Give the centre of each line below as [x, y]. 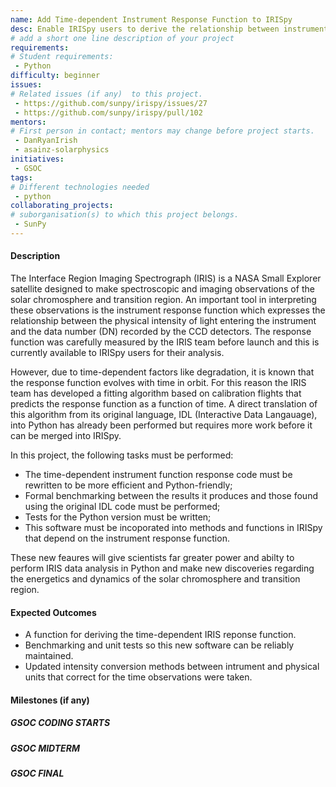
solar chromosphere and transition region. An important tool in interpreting [163, 300]
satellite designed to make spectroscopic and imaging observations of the [162, 289]
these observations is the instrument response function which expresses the [168, 310]
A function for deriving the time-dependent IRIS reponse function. [160, 635]
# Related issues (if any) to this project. [106, 94]
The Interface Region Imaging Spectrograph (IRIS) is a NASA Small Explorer [166, 278]
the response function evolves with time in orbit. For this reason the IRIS [158, 383]
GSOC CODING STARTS [60, 723]
